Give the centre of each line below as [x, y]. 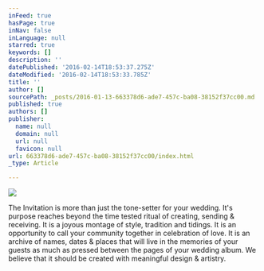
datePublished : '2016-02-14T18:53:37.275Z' [82, 68]
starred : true [32, 45]
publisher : [26, 119]
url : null [32, 141]
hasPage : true [32, 23]
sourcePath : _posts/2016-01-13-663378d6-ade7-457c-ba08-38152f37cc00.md [132, 97]
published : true [35, 104]
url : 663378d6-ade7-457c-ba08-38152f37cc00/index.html [101, 156]
